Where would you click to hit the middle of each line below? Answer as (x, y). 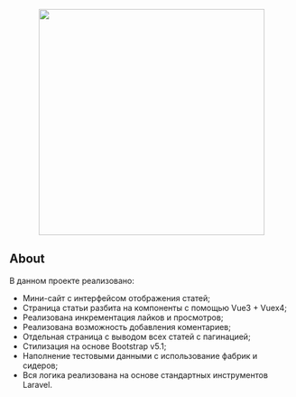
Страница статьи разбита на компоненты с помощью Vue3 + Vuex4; (154, 307)
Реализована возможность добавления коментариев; (127, 326)
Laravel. (37, 384)
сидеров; (40, 365)
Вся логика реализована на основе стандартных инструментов (145, 374)
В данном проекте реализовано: (72, 280)
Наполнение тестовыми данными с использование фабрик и (140, 355)
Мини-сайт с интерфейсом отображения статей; (116, 298)
